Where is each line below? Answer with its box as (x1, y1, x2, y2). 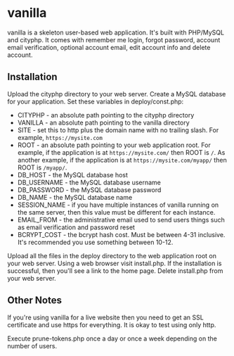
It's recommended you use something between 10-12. (17, 238, 174, 246)
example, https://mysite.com (17, 133, 103, 141)
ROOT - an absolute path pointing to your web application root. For (17, 141, 211, 149)
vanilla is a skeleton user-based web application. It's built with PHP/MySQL (7, 28, 225, 37)
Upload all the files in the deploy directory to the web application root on (7, 251, 216, 260)
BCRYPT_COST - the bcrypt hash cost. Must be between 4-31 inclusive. (17, 230, 226, 239)
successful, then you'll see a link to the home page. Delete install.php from (7, 266, 223, 275)
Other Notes (7, 294, 62, 307)
